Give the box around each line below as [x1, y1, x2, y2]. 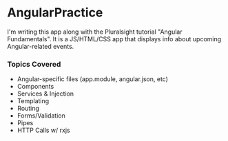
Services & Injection [17, 89, 74, 98]
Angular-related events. [7, 42, 74, 50]
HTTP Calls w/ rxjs [17, 126, 70, 135]
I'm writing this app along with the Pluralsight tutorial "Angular [7, 28, 183, 36]
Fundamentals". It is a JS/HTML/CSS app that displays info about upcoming [7, 34, 222, 43]
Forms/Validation [17, 111, 65, 120]
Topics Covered [7, 59, 61, 69]
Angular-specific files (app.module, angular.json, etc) [17, 75, 169, 83]
